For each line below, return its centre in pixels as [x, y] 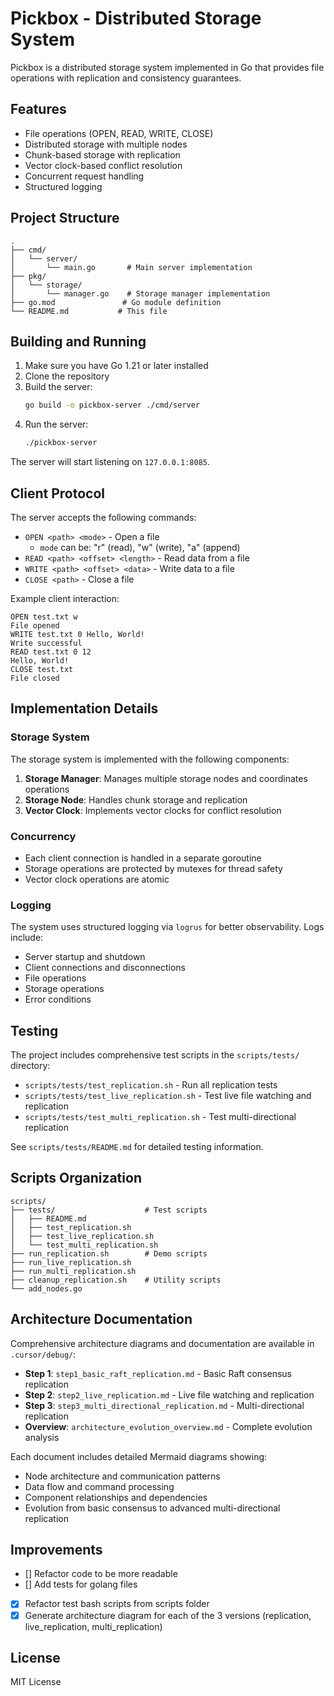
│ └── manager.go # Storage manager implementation [140, 293]
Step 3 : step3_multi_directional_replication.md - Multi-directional [164, 1405]
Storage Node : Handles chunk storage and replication [136, 799]
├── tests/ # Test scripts [109, 1210]
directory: [30, 1066]
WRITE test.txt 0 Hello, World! [77, 634]
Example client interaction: [65, 598]
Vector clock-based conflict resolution [103, 165]
